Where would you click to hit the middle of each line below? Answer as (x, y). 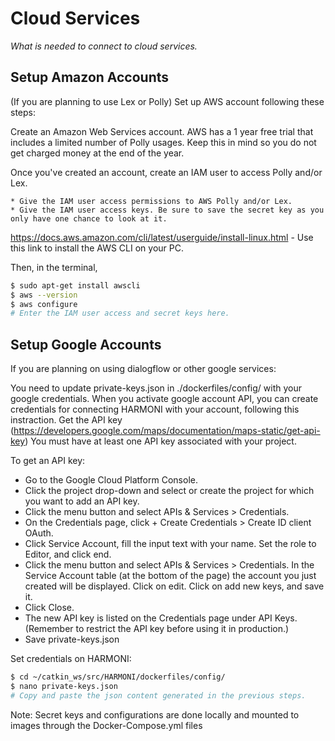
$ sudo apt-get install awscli (75, 285)
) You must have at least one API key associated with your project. (160, 441)
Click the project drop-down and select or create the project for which (169, 491)
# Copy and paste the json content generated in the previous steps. (158, 695)
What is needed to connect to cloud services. (104, 46)
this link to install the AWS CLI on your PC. (97, 248)
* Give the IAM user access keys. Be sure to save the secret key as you (167, 210)
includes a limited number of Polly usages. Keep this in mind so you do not (163, 142)
